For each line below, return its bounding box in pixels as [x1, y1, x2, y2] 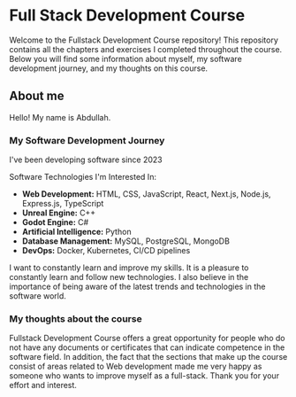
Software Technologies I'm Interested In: [9, 172, 157, 183]
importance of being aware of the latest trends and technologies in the [9, 281, 266, 292]
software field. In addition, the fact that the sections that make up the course [9, 352, 288, 362]
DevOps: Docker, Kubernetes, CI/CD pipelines [21, 245, 191, 256]
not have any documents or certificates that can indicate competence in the [9, 342, 285, 353]
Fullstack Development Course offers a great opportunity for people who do [9, 333, 285, 344]
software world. [9, 291, 66, 301]
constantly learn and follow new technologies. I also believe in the [9, 272, 249, 283]
